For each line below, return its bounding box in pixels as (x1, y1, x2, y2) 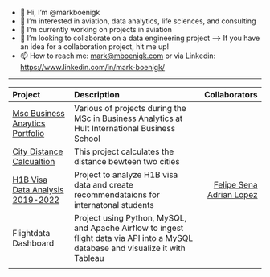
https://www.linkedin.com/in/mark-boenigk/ (19, 63, 166, 72)
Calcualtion (12, 156, 55, 167)
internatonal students (73, 200, 154, 210)
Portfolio (12, 128, 45, 138)
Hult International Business (73, 123, 175, 134)
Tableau (73, 253, 104, 263)
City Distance (12, 146, 63, 157)
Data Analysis (12, 184, 64, 195)
